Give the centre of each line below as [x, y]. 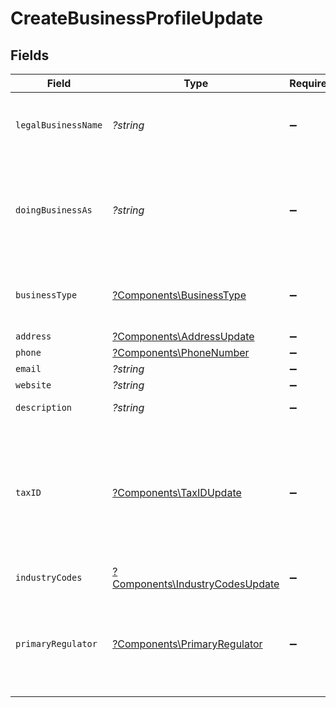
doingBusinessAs [54, 210]
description [44, 407]
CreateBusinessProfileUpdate [136, 18]
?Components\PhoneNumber [181, 352]
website [33, 385]
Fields [30, 55]
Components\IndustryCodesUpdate [196, 584]
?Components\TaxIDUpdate [177, 492]
